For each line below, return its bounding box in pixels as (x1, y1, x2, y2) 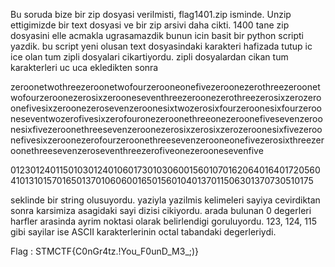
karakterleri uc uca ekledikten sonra (10, 62, 159, 73)
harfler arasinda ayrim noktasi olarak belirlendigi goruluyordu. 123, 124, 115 (10, 215, 318, 227)
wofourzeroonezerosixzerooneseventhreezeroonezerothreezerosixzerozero (10, 92, 322, 103)
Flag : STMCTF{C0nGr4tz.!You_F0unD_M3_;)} (10, 245, 200, 257)
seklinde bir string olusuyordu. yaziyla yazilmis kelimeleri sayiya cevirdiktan (10, 194, 321, 206)
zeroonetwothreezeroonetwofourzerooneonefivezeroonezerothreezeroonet (10, 81, 321, 93)
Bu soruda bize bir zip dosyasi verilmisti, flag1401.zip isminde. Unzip (10, 9, 292, 20)
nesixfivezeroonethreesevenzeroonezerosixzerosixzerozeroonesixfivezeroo (10, 124, 323, 135)
